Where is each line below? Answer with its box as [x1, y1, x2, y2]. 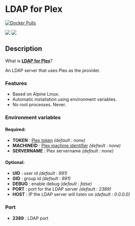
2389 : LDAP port [12, 215, 49, 221]
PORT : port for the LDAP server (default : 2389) [12, 186, 112, 192]
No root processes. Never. [12, 102, 67, 108]
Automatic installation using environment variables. [12, 96, 117, 102]
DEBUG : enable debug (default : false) [12, 181, 92, 187]
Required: [5, 126, 26, 132]
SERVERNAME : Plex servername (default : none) [12, 148, 114, 154]
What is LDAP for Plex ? [5, 58, 53, 64]
